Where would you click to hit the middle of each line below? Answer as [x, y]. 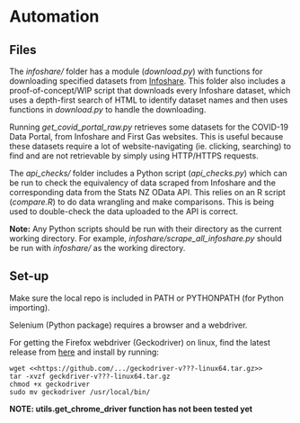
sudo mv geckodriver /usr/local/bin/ [80, 392]
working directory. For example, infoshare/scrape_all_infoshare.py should [146, 238]
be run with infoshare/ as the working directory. [97, 248]
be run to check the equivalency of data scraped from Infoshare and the [143, 183]
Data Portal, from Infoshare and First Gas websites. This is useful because [146, 136]
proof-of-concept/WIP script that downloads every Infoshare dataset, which [150, 90]
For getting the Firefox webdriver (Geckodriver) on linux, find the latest [140, 342]
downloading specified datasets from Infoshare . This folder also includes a [147, 81]
